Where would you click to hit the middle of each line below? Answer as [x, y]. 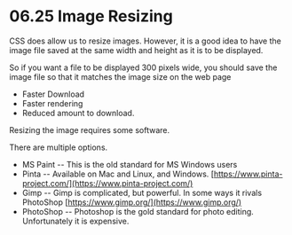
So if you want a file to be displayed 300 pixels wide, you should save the [143, 67]
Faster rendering [52, 103]
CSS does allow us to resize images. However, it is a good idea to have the [145, 41]
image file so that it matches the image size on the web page [120, 76]
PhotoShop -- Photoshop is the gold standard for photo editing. [138, 211]
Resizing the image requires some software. [90, 129]
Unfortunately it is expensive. [75, 221]
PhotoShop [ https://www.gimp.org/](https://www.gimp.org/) [132, 202]
